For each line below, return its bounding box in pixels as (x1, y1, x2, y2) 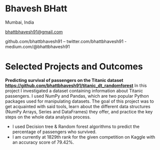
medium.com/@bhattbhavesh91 (5, 43, 70, 49)
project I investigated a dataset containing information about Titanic (5, 87, 143, 94)
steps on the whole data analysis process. (5, 114, 91, 120)
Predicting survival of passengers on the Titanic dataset (5, 77, 124, 83)
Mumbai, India (5, 19, 34, 25)
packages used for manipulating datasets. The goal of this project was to (5, 98, 155, 104)
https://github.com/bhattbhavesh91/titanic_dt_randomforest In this (5, 82, 147, 88)
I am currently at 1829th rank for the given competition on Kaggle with (12, 134, 156, 140)
